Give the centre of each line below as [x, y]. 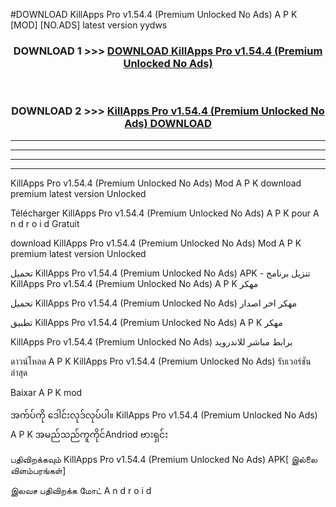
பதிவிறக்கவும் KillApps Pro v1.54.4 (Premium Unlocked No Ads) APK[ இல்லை [164, 459]
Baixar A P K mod [46, 392]
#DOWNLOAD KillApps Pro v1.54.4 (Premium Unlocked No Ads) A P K [154, 14]
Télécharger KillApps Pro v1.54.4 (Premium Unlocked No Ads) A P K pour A [165, 213]
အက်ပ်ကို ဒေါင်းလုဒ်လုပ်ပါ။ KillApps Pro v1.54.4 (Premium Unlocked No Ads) [164, 415]
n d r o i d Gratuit [45, 223]
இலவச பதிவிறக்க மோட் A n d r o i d [81, 490]
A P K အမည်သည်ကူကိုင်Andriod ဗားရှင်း [89, 434]
